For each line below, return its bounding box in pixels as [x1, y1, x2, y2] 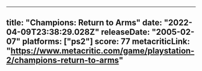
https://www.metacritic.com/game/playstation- [10, 46, 195, 56]
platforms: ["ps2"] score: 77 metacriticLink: [22, 37, 191, 47]
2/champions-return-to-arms [6, 55, 119, 66]
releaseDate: [101, 27, 150, 37]
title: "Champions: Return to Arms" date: [6, 17, 162, 28]
